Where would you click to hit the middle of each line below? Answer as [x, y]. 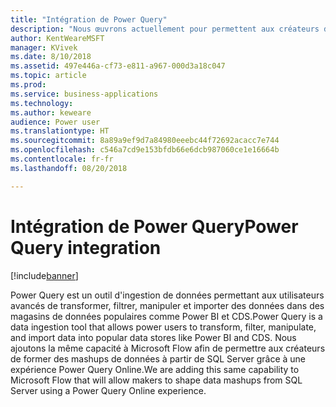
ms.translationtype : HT [60, 131]
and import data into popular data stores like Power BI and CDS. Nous [153, 337]
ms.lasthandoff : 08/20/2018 [69, 168]
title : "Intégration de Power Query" [89, 19]
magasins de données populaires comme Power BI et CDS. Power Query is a [166, 316]
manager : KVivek [44, 47]
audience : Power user [55, 122]
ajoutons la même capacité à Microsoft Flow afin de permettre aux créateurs [168, 348]
